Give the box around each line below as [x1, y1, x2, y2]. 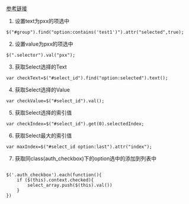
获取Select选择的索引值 [14, 109, 72, 116]
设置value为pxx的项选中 [14, 40, 73, 48]
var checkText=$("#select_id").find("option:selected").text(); [6, 75, 168, 81]
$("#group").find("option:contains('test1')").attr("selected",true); [6, 30, 184, 35]
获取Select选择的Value [14, 86, 70, 93]
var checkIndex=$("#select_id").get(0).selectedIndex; [6, 121, 145, 127]
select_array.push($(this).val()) [27, 182, 113, 189]
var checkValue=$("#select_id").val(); [6, 98, 105, 104]
